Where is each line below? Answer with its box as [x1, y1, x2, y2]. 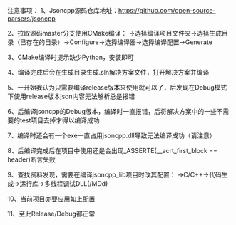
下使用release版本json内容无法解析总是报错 [7, 92, 135, 100]
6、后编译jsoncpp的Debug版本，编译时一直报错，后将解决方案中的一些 [7, 108, 217, 115]
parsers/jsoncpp [7, 14, 56, 23]
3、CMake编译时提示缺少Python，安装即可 [7, 53, 134, 61]
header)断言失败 [7, 155, 56, 164]
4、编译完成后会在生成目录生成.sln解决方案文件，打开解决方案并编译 [7, 68, 210, 76]
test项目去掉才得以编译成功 [19, 116, 100, 125]
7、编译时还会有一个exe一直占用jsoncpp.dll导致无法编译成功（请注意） [7, 131, 216, 140]
